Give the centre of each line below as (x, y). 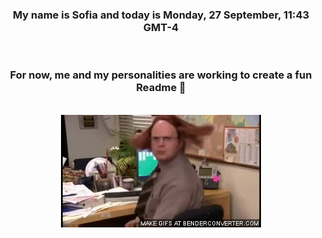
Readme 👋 (161, 88)
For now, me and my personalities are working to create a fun (161, 75)
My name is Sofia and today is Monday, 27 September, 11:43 (161, 15)
